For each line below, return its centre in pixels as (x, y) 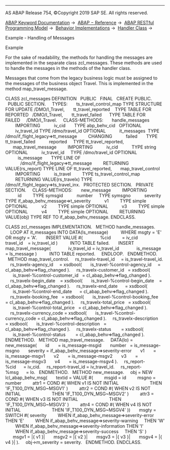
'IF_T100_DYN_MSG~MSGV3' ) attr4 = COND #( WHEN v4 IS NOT (78, 404)
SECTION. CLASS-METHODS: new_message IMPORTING (76, 190)
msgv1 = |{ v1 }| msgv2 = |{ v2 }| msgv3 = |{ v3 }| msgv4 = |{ (87, 437)
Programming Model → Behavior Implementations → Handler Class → (79, 28)
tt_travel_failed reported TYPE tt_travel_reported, (65, 142)
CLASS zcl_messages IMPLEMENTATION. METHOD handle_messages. (80, 227)
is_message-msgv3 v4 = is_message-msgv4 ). (62, 361)
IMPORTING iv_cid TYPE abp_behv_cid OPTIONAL (78, 125)
